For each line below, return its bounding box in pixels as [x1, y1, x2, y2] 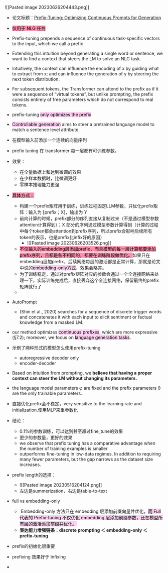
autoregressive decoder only [19, 355, 79, 361]
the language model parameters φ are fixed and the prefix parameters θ [12, 385, 161, 391]
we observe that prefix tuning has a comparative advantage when [19, 440, 156, 446]
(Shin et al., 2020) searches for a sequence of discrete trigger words [19, 309, 161, 314]
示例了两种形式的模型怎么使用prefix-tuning [12, 345, 101, 351]
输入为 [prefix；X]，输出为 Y [28, 209, 87, 215]
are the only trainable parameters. [12, 390, 82, 396]
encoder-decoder [19, 360, 56, 366]
